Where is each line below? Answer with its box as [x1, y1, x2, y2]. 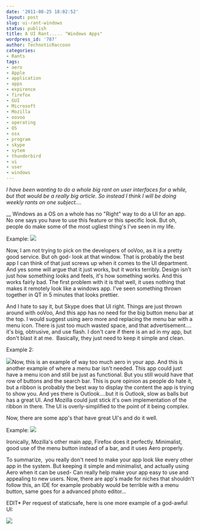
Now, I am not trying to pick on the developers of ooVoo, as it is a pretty [6, 247, 183, 254]
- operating [6, 120, 36, 126]
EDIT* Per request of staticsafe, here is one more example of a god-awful [6, 500, 188, 506]
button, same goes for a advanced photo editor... [6, 488, 127, 495]
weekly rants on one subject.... [6, 199, 82, 206]
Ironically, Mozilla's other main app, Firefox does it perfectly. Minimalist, [6, 438, 183, 445]
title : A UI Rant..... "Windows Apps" [6, 31, 103, 37]
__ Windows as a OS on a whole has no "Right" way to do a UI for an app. [6, 210, 186, 217]
